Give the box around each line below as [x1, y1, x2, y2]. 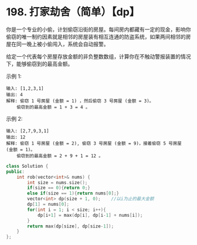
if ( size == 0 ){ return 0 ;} [27, 185, 91, 191]
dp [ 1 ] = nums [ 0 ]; [27, 202, 69, 207]
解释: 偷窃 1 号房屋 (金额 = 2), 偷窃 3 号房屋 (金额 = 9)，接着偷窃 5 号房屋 [6, 140, 182, 147]
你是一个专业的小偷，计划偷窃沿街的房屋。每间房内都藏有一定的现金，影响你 [6, 26, 191, 33]
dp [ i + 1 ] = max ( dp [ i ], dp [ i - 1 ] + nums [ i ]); [37, 212, 143, 218]
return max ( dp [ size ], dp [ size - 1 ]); [27, 223, 114, 229]
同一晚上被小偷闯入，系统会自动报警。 [16, 40, 109, 47]
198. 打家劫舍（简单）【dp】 [6, 5, 140, 19]
